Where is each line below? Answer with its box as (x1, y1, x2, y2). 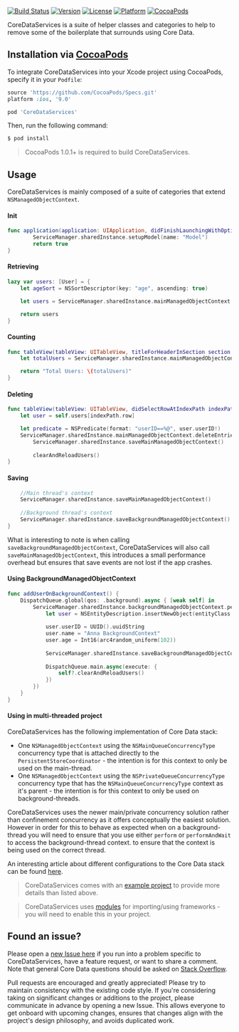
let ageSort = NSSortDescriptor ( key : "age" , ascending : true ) (20, 285, 208, 292)
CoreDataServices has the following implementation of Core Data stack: (7, 727, 218, 736)
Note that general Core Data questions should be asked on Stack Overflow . (7, 964, 228, 973)
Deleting (7, 390, 33, 398)
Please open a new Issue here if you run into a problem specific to (7, 949, 201, 958)
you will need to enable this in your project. (24, 910, 152, 919)
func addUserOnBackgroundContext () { (7, 590, 119, 598)
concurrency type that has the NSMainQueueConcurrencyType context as (17, 779, 224, 788)
